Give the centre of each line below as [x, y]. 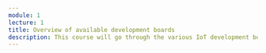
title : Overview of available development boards [92, 30]
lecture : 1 [26, 23]
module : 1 [25, 15]
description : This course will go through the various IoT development [129, 37]
